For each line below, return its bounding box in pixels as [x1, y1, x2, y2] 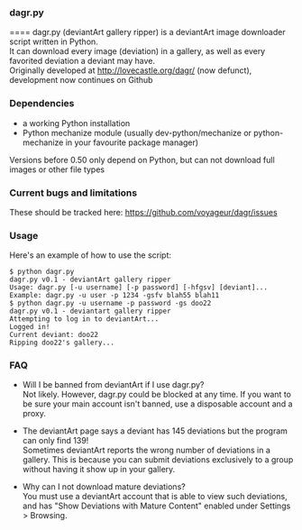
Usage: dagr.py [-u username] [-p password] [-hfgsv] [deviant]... [9, 283, 269, 292]
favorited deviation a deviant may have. [9, 56, 156, 67]
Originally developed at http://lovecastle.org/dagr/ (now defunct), [9, 65, 252, 76]
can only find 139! [22, 435, 89, 446]
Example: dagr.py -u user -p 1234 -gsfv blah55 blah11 [9, 291, 220, 300]
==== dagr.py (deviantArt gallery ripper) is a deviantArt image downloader [9, 27, 286, 38]
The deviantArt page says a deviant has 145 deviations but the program [22, 425, 288, 436]
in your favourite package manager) [65, 137, 199, 148]
